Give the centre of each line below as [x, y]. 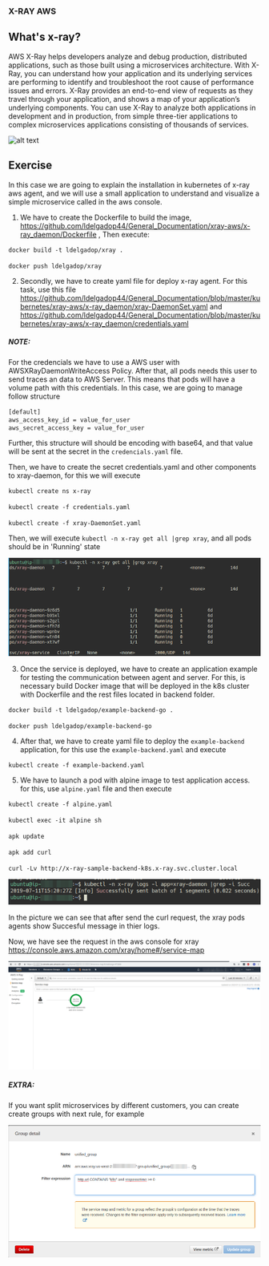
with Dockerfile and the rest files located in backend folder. [117, 694]
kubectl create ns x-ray [50, 491]
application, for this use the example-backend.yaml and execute [123, 750]
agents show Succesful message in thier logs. [84, 926]
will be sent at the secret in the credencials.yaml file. [96, 451]
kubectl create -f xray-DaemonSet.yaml [75, 523]
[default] [25, 412]
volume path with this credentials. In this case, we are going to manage [125, 387]
